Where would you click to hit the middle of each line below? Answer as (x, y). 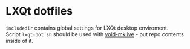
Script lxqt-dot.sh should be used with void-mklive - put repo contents (95, 34)
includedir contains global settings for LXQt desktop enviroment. (87, 28)
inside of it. (20, 41)
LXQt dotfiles (39, 11)
